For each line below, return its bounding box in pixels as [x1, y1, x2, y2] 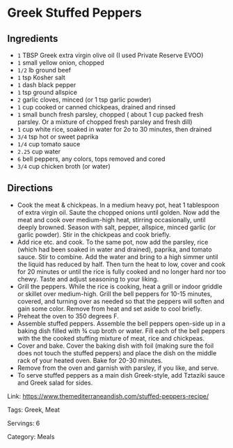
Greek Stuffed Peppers [7, 5, 143, 21]
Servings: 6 [7, 419, 40, 427]
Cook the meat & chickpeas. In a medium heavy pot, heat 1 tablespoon [17, 201, 220, 209]
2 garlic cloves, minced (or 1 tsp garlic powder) [17, 95, 152, 104]
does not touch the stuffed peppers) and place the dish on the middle [17, 348, 217, 357]
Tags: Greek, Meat [7, 405, 61, 414]
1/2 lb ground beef [17, 66, 72, 74]
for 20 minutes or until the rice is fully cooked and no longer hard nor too [17, 267, 226, 276]
